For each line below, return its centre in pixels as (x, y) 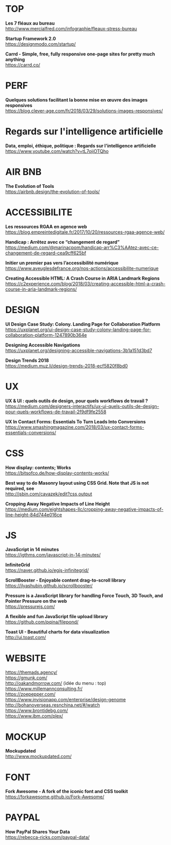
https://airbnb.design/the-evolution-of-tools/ (53, 191)
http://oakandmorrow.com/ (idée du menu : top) (56, 683)
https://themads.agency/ (31, 673)
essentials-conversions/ (31, 432)
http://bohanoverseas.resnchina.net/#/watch (53, 705)
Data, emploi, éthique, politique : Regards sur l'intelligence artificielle (81, 146)
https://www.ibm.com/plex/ (34, 716)
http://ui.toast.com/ (26, 638)
